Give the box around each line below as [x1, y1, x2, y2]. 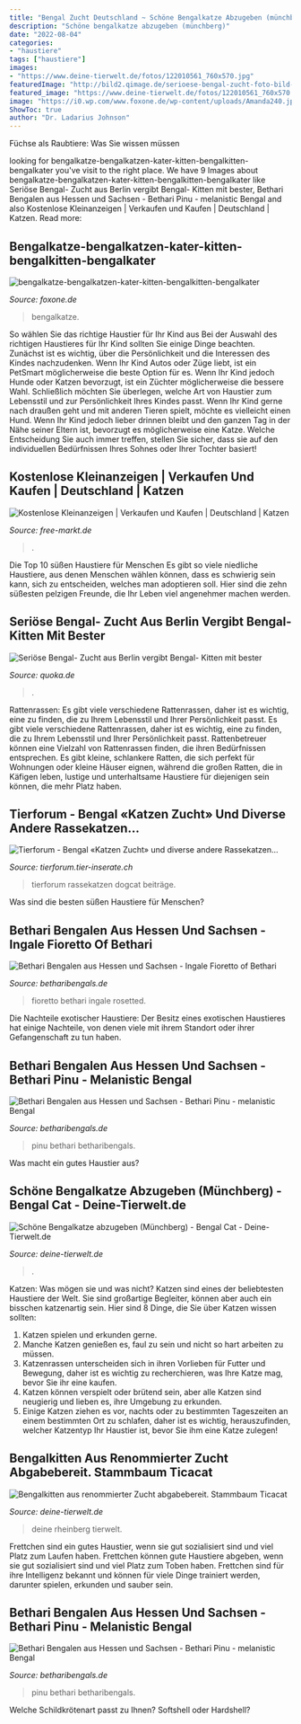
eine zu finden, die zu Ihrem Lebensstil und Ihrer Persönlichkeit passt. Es [9, 713, 278, 724]
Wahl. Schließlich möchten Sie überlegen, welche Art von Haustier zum [9, 385, 272, 396]
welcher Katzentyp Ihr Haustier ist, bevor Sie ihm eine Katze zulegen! [21, 1425, 279, 1436]
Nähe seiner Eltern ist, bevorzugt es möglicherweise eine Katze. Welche [9, 424, 275, 435]
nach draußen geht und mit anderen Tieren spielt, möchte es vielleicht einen [9, 405, 291, 416]
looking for [9, 155, 49, 166]
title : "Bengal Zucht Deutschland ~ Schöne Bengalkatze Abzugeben [9, 13, 262, 22]
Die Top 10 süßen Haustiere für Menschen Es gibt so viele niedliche [9, 559, 258, 570]
